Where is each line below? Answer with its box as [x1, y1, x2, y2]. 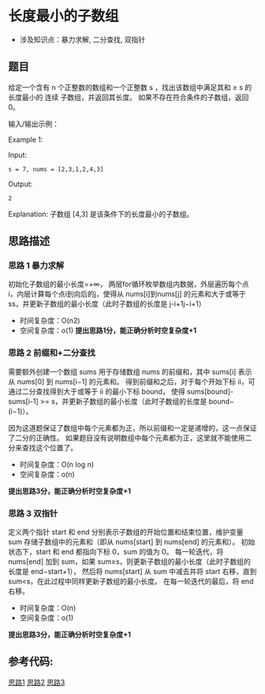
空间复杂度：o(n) [19, 469, 75, 479]
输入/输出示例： [8, 119, 60, 129]
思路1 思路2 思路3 [8, 677, 65, 687]
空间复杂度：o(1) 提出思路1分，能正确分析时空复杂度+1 [19, 326, 197, 335]
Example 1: [8, 135, 43, 144]
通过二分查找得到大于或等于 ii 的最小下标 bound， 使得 [8, 386, 185, 396]
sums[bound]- [186, 386, 234, 396]
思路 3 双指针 [8, 508, 58, 519]
